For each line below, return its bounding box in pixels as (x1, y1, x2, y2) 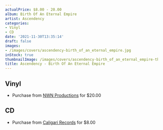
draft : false (5, 39, 32, 44)
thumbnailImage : (5, 57, 38, 62)
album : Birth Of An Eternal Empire (5, 12, 77, 17)
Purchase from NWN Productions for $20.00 (12, 92, 101, 98)
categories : (5, 20, 29, 26)
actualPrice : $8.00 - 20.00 (5, 7, 62, 12)
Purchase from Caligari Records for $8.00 (12, 119, 96, 125)
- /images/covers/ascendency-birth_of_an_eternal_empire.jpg (5, 48, 131, 53)
